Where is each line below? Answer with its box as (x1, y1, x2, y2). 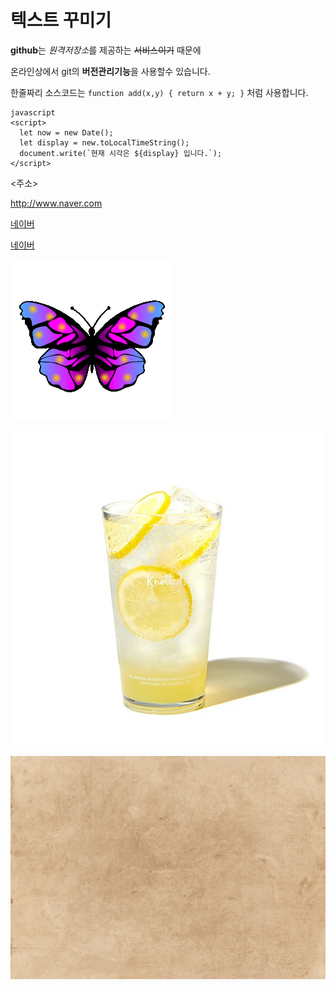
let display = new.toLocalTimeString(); (19, 137, 190, 148)
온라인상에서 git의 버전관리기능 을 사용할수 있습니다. (10, 65, 211, 77)
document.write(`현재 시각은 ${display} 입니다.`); (19, 148, 223, 158)
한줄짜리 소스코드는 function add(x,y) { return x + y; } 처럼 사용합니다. (10, 86, 309, 98)
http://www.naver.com (10, 197, 103, 209)
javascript (10, 107, 56, 118)
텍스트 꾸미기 (10, 9, 112, 32)
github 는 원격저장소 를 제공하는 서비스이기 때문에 (10, 44, 202, 56)
